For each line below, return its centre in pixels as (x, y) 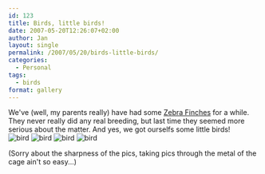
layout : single (34, 45)
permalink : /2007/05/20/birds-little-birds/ (83, 53)
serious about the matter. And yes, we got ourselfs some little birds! (119, 129)
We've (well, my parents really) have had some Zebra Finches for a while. (129, 113)
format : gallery (35, 90)
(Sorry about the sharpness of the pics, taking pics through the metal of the (132, 153)
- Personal (34, 68)
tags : (17, 75)
